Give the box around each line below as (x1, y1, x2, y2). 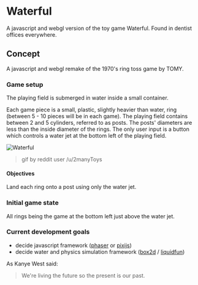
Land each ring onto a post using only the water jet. (6, 183, 137, 191)
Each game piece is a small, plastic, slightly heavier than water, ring (6, 106, 177, 114)
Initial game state (6, 199, 59, 207)
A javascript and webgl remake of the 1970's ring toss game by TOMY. (6, 65, 184, 72)
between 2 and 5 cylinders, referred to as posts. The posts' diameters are (6, 119, 192, 127)
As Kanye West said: (6, 260, 58, 267)
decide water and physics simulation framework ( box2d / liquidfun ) (15, 248, 185, 255)
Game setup (6, 80, 44, 89)
